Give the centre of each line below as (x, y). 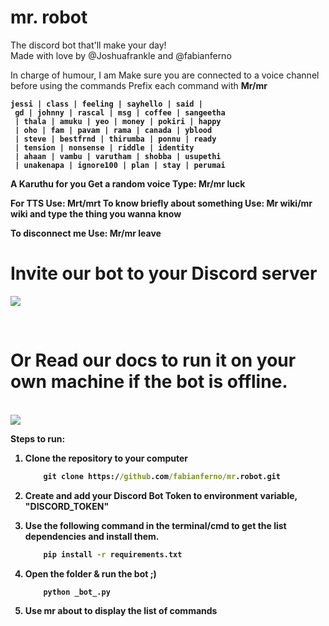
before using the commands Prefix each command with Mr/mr (139, 85)
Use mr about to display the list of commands (121, 611)
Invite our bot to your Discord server (164, 273)
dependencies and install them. (92, 536)
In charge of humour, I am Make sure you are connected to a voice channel (165, 75)
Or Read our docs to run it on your (153, 360)
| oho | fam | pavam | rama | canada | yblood (113, 130)
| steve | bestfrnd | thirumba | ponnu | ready (115, 139)
